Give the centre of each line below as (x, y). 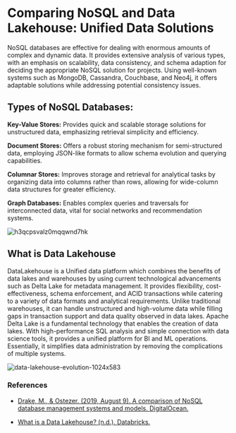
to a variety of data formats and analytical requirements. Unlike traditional (114, 301)
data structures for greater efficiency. (62, 189)
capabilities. (25, 160)
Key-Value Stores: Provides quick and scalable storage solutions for (107, 124)
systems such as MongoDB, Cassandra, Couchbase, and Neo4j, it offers (112, 77)
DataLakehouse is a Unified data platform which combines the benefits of (114, 271)
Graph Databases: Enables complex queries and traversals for (98, 203)
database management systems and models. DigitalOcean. (103, 408)
